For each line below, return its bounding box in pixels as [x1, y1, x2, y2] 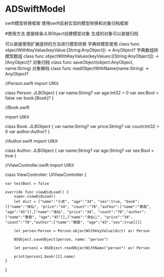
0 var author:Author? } [5, 128, 50, 134]
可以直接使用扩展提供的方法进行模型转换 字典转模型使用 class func [5, 41, 140, 47]
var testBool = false [5, 181, 49, 186]
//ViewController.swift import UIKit [5, 162, 74, 168]
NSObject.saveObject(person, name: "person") [14, 237, 109, 242]
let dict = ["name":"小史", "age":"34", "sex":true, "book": [14, 199, 140, 204]
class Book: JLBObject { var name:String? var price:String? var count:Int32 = [5, 123, 160, 129]
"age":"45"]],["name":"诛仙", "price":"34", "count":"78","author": [5, 209, 146, 214]
